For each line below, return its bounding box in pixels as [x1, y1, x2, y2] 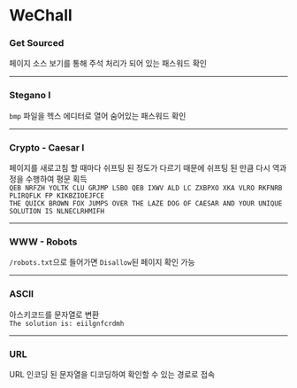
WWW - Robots [9, 236, 78, 248]
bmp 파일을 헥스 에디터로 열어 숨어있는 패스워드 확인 [9, 110, 187, 120]
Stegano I [9, 89, 51, 102]
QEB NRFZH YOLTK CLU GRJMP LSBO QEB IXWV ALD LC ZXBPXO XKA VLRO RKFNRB [9, 183, 283, 193]
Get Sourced [9, 37, 65, 50]
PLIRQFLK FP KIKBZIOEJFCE [9, 191, 104, 200]
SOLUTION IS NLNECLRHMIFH [9, 207, 104, 216]
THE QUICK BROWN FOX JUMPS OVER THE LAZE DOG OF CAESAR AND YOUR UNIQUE [9, 199, 283, 208]
